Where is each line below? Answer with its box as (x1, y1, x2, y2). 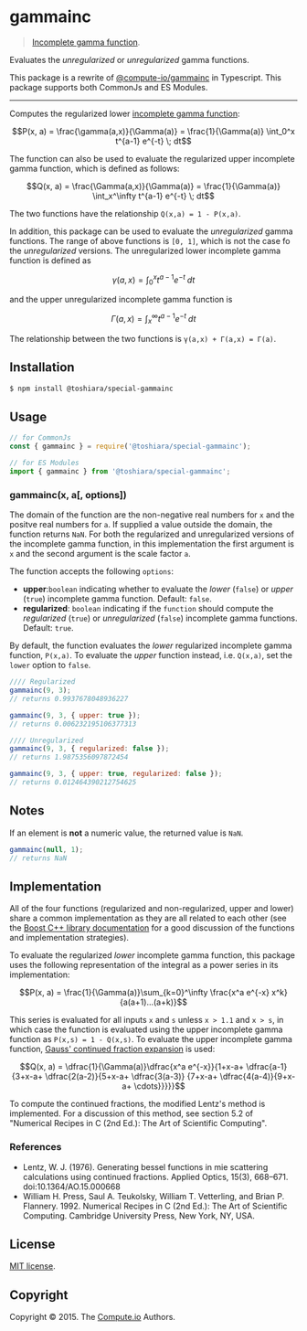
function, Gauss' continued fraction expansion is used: (9, 1044, 216, 1055)
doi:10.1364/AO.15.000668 (22, 1181, 121, 1192)
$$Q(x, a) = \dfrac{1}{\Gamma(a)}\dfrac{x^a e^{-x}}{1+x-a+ (19, 1061, 245, 1072)
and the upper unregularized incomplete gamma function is (9, 294, 233, 305)
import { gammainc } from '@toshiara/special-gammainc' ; (9, 466, 231, 476)
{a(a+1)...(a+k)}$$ (120, 996, 187, 1007)
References (9, 1141, 62, 1154)
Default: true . (22, 623, 74, 634)
